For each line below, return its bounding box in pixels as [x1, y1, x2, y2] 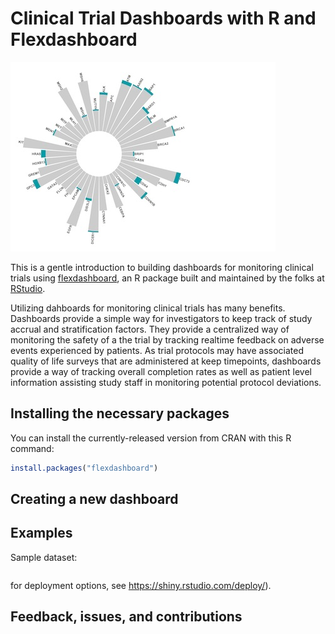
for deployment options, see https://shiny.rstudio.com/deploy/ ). [10, 579, 272, 591]
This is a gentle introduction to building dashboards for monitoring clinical [10, 261, 314, 273]
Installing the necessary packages [10, 405, 230, 422]
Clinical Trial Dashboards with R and [10, 7, 317, 30]
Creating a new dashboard [10, 491, 179, 508]
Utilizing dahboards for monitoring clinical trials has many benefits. [10, 302, 286, 314]
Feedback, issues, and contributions [10, 608, 243, 626]
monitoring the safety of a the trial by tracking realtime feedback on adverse [10, 333, 325, 346]
